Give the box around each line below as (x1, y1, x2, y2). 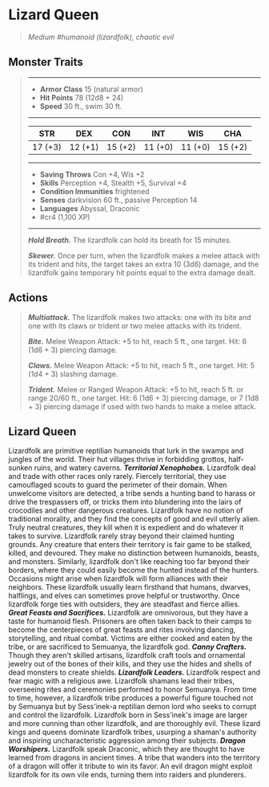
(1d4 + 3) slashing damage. (27, 369, 118, 379)
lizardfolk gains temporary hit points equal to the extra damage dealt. (27, 267, 256, 278)
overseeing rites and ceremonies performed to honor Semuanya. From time (8, 684, 257, 695)
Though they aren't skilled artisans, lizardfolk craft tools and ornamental (8, 651, 246, 660)
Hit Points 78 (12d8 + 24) (39, 92, 124, 102)
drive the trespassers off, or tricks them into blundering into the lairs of (8, 497, 242, 507)
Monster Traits (8, 55, 84, 69)
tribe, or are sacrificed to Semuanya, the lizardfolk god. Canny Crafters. (8, 642, 247, 651)
